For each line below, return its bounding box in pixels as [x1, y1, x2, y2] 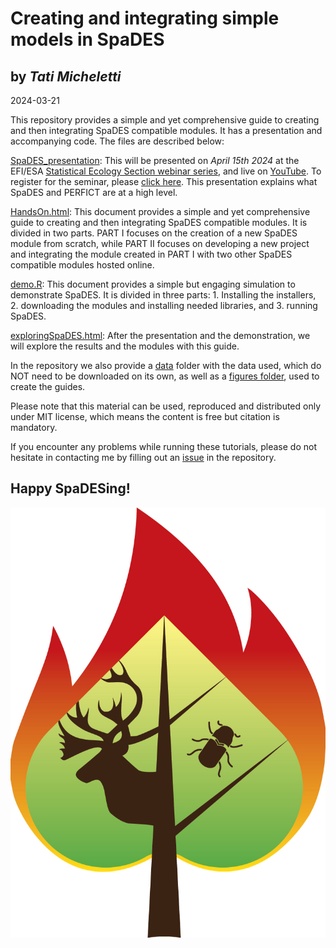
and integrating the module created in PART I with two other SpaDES [10, 248, 293, 260]
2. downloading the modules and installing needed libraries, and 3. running [10, 300, 318, 311]
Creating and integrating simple [10, 7, 280, 30]
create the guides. [10, 381, 86, 392]
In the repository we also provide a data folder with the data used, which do [10, 360, 322, 371]
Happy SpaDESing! [10, 480, 131, 497]
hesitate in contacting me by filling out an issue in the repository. [10, 452, 277, 463]
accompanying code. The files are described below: [10, 135, 225, 147]
